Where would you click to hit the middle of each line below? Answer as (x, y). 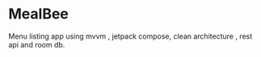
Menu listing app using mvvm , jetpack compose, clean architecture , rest (130, 36)
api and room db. (37, 44)
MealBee (38, 14)
